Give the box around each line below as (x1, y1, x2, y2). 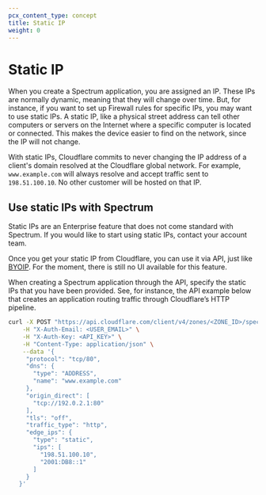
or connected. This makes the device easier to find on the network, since (8, 128, 247, 139)
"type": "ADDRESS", (32, 370, 97, 378)
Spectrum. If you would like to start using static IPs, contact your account (8, 230, 248, 240)
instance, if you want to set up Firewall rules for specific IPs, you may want (8, 104, 253, 113)
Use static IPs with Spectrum (8, 200, 154, 214)
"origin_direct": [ (25, 391, 90, 400)
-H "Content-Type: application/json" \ (22, 340, 154, 348)
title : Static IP (8, 19, 66, 27)
